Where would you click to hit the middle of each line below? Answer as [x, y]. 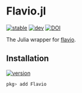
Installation [28, 59]
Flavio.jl [26, 11]
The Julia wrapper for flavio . [41, 39]
